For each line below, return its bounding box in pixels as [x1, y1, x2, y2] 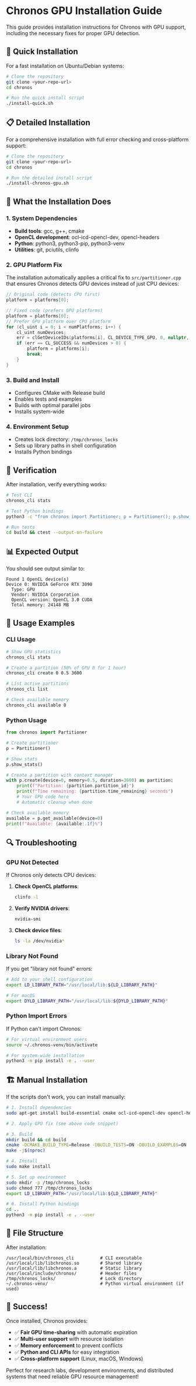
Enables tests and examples [14, 395, 82, 402]
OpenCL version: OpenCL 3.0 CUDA [11, 597, 93, 603]
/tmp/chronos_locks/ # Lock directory [6, 1275, 142, 1281]
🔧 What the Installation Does [6, 196, 111, 206]
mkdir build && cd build [6, 1136, 66, 1143]
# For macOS [6, 992, 35, 998]
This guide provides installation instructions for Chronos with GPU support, [6, 23, 186, 30]
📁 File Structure [6, 1228, 64, 1238]
